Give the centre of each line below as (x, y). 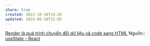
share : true (18, 10)
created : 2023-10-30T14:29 (34, 14)
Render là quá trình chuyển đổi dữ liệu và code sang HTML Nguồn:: (75, 33)
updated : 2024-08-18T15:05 (34, 19)
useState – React (23, 38)
